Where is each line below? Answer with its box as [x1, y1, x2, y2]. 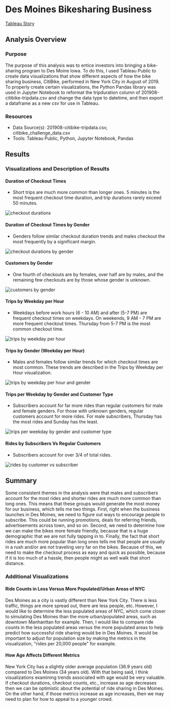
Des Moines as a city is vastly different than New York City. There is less [5, 597, 157, 603]
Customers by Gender [5, 260, 53, 266]
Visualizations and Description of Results [5, 165, 109, 172]
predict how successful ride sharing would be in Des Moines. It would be [5, 629, 158, 636]
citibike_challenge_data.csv [12, 130, 70, 136]
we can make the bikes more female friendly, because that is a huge [5, 528, 149, 534]
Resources [5, 113, 33, 120]
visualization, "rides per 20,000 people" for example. [5, 640, 116, 646]
